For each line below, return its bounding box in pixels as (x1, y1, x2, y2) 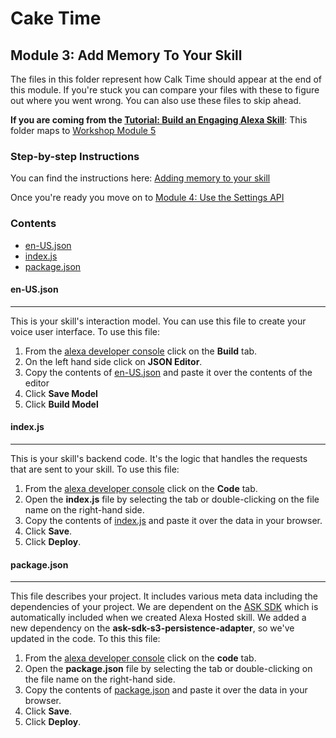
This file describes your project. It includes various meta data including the (10, 590, 318, 602)
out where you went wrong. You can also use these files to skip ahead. (10, 95, 302, 106)
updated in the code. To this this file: (10, 633, 161, 645)
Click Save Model (24, 387, 98, 399)
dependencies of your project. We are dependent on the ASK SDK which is (10, 601, 319, 613)
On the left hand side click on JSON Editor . (24, 355, 203, 367)
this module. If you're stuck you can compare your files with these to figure (10, 84, 320, 96)
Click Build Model (24, 398, 99, 410)
